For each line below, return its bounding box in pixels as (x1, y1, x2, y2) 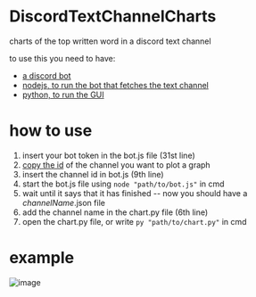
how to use (9, 120, 93, 141)
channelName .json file (21, 197, 105, 208)
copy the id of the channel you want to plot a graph (21, 159, 211, 170)
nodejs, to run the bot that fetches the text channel (21, 79, 210, 90)
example (9, 248, 75, 268)
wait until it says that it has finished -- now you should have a (21, 187, 248, 198)
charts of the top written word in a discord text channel (9, 36, 211, 46)
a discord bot (21, 70, 71, 81)
